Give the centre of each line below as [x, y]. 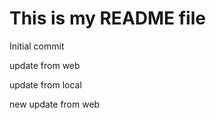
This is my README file [107, 18]
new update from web [55, 104]
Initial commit [37, 46]
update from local [45, 84]
